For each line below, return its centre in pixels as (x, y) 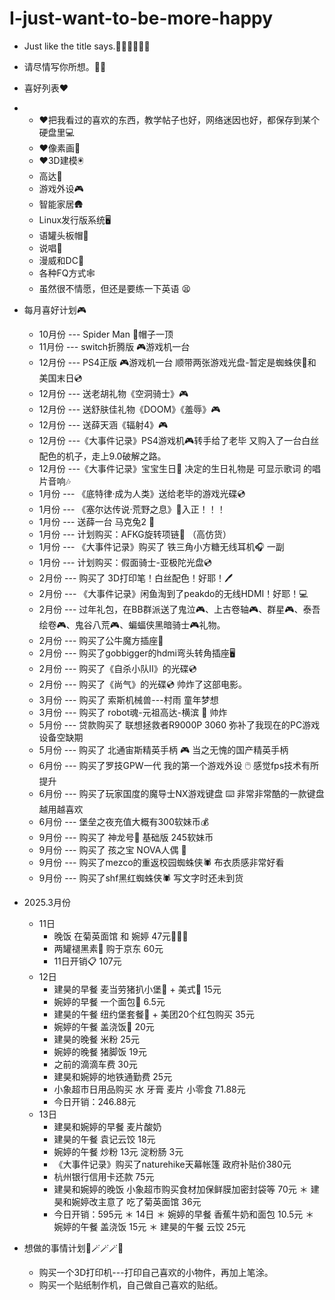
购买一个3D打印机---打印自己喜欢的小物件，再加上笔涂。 (156, 1272)
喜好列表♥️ (46, 88)
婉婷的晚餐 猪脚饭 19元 (100, 1051)
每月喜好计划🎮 (55, 309)
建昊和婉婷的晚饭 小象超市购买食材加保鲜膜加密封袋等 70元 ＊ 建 (186, 1189)
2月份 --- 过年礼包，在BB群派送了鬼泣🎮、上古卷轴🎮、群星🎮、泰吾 (179, 609)
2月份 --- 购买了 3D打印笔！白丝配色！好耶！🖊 (136, 578)
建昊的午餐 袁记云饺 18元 (104, 1139)
